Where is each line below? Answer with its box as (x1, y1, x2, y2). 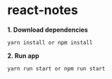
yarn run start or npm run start (7, 65, 106, 72)
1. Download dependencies (7, 25, 88, 34)
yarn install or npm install (7, 39, 93, 46)
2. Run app (7, 51, 40, 60)
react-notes (7, 2, 79, 18)
